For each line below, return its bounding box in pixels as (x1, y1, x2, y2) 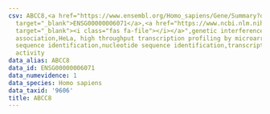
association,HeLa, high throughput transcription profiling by (15, 34, 231, 43)
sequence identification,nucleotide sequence (15, 42, 171, 50)
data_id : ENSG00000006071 (8, 64, 95, 72)
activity (15, 49, 45, 57)
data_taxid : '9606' (8, 86, 74, 95)
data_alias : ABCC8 (8, 57, 70, 65)
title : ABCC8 (8, 94, 52, 102)
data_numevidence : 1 (8, 71, 78, 79)
